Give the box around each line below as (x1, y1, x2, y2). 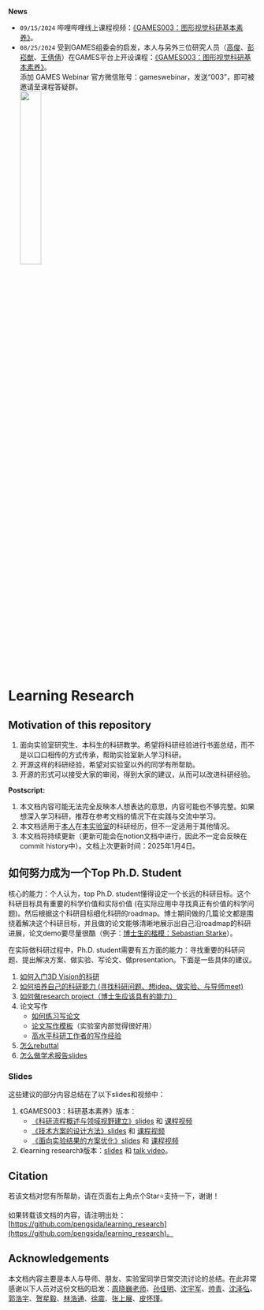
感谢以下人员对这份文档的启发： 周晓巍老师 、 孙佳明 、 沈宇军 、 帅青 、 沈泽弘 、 (8, 1283, 257, 1293)
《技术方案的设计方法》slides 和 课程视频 (31, 1126, 165, 1136)
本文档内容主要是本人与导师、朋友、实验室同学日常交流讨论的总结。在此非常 (8, 1274, 257, 1283)
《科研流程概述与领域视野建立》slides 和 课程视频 (31, 1116, 193, 1126)
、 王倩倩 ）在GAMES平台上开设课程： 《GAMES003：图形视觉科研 (33, 53, 244, 62)
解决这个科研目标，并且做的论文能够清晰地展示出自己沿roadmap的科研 (21, 918, 251, 927)
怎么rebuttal (19, 1040, 59, 1050)
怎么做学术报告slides (19, 1051, 88, 1060)
